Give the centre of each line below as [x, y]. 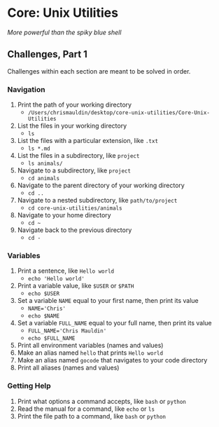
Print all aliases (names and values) [68, 368]
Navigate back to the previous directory [75, 230]
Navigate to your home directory [64, 215]
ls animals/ [45, 164]
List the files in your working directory [72, 126]
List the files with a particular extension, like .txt [88, 141]
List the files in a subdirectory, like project [78, 156]
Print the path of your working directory [74, 105]
